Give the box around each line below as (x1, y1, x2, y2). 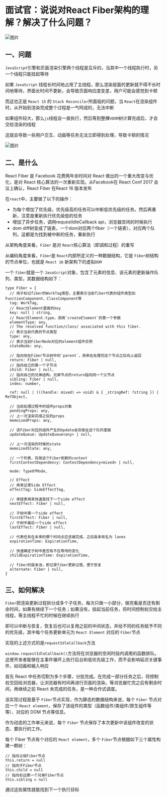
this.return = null (5, 758, 46, 763)
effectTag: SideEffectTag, (9, 487, 66, 492)
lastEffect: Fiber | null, (9, 524, 66, 530)
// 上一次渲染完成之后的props (9, 413, 65, 419)
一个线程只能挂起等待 (5, 71, 49, 77)
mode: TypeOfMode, (9, 469, 48, 474)
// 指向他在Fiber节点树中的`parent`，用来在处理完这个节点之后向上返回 (9, 353, 142, 358)
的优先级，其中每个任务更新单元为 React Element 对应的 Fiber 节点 (5, 629, 141, 636)
